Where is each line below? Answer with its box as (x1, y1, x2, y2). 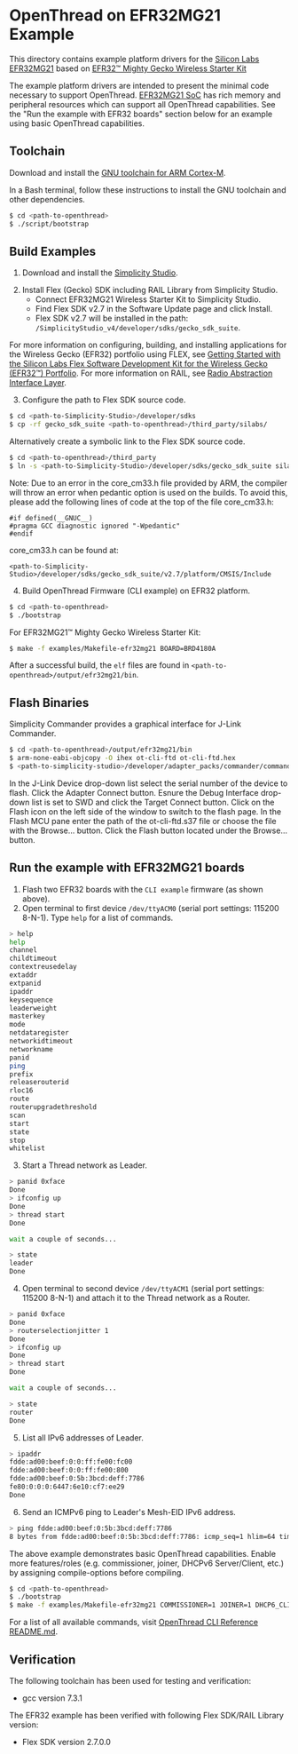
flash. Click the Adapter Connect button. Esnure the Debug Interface (9, 787, 259, 798)
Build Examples (9, 243, 97, 258)
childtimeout (9, 954, 58, 964)
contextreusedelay (9, 963, 77, 972)
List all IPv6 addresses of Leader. (21, 1432, 145, 1443)
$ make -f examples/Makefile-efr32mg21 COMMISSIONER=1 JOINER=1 (9, 1600, 252, 1610)
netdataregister (9, 1028, 69, 1037)
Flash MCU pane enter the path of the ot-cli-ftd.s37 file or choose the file (9, 815, 277, 826)
